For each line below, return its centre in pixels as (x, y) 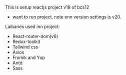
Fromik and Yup (28, 57)
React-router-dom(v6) (35, 36)
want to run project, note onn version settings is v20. (67, 17)
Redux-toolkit (26, 41)
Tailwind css (25, 47)
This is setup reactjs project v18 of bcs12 (47, 7)
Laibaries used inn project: (32, 26)
